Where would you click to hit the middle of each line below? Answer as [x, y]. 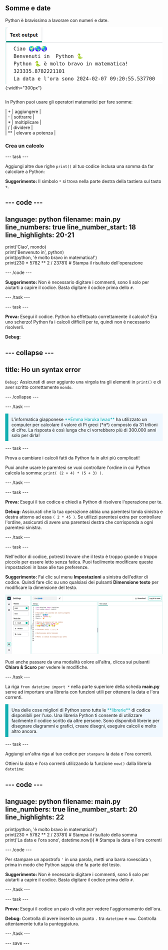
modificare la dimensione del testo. [41, 587]
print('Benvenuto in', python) [34, 252]
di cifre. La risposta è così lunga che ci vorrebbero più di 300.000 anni [84, 430]
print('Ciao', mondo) [26, 247]
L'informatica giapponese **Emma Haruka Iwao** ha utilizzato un [79, 419]
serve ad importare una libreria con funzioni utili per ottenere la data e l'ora [82, 692]
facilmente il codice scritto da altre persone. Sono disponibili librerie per [86, 721]
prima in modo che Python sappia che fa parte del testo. [63, 864]
